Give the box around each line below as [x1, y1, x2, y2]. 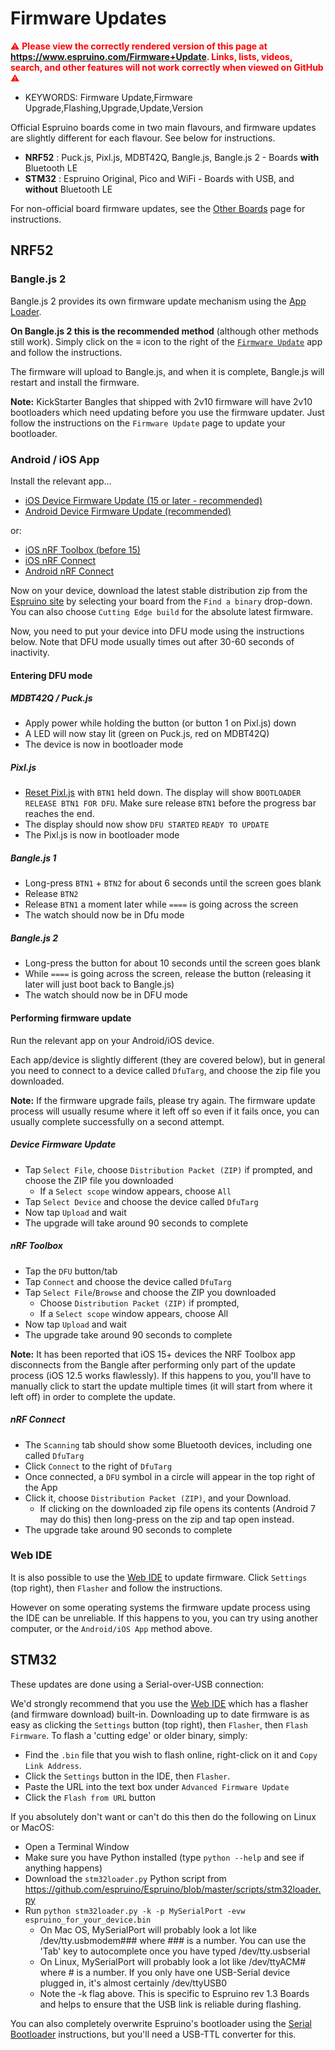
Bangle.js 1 [10, 852, 57, 864]
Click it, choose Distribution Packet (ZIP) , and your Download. [24, 1492, 292, 1504]
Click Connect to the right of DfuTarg [24, 1460, 173, 1472]
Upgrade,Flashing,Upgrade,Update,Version [24, 102, 204, 114]
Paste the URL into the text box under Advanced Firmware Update [24, 1780, 290, 1792]
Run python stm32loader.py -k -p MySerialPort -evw [24, 1904, 246, 1916]
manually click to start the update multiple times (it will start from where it [10, 1380, 313, 1392]
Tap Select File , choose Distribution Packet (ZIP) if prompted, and [24, 1163, 313, 1176]
